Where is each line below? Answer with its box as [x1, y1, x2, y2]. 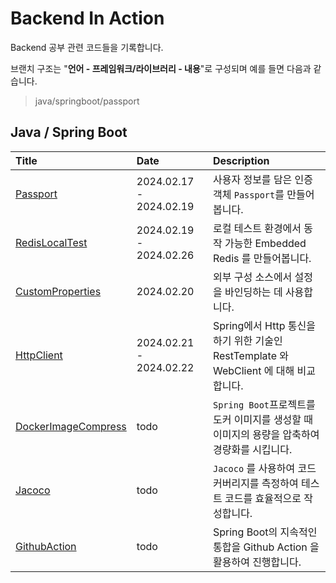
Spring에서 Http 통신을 [212, 318, 316, 332]
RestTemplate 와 [212, 348, 290, 362]
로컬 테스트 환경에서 [212, 221, 302, 235]
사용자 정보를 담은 [212, 172, 293, 186]
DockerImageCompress [15, 419, 127, 433]
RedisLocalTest [15, 235, 88, 249]
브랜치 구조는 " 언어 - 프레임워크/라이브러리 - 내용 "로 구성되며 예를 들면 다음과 [10, 62, 312, 74]
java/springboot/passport [34, 95, 140, 107]
